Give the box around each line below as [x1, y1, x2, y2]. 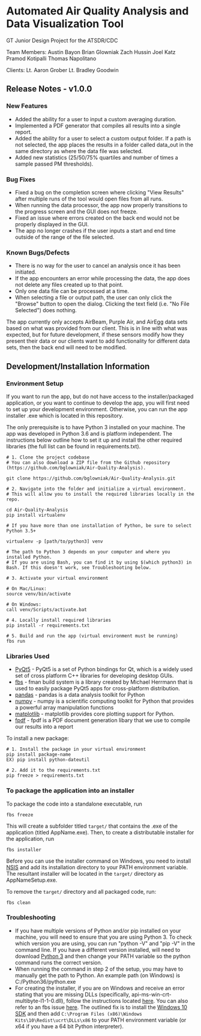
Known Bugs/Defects [6, 248, 70, 256]
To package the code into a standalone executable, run [6, 800, 143, 807]
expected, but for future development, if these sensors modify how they [6, 331, 184, 339]
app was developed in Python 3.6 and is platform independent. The [6, 430, 173, 437]
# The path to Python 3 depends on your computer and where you [6, 549, 170, 555]
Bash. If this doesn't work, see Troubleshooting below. [6, 564, 152, 571]
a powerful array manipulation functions [14, 704, 114, 711]
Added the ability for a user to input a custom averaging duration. [14, 115, 176, 122]
